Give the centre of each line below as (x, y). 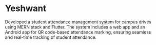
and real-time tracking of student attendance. (51, 37)
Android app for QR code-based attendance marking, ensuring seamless (78, 32)
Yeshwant (26, 8)
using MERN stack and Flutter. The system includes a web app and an (75, 27)
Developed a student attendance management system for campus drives (78, 22)
